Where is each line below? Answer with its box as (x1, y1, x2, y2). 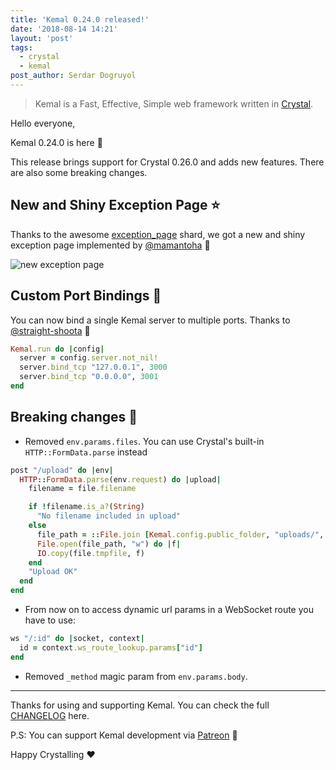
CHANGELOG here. (10, 709, 90, 721)
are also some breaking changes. (10, 166, 148, 178)
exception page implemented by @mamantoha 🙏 (10, 239, 211, 251)
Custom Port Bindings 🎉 (10, 287, 162, 305)
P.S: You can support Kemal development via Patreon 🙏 (10, 729, 238, 741)
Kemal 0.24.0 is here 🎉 (10, 136, 103, 148)
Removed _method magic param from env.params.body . (24, 670, 248, 682)
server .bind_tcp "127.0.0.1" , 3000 (19, 362, 168, 373)
